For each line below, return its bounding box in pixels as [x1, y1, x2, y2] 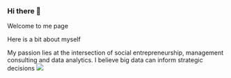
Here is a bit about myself [7, 35, 81, 43]
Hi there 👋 [7, 6, 42, 16]
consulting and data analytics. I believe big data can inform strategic [7, 56, 203, 64]
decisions [7, 64, 35, 72]
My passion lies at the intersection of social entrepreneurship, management [7, 48, 224, 57]
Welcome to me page [7, 22, 68, 30]
